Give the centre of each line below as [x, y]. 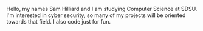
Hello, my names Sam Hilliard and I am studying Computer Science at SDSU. [102, 9]
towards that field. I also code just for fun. [59, 22]
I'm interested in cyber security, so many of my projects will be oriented [96, 15]
